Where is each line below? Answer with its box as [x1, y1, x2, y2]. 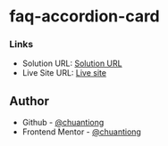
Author [9, 93, 49, 109]
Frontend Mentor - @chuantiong [21, 126, 141, 137]
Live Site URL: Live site [21, 68, 107, 78]
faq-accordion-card [9, 6, 161, 27]
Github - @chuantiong [21, 118, 105, 128]
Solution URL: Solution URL [21, 58, 122, 69]
